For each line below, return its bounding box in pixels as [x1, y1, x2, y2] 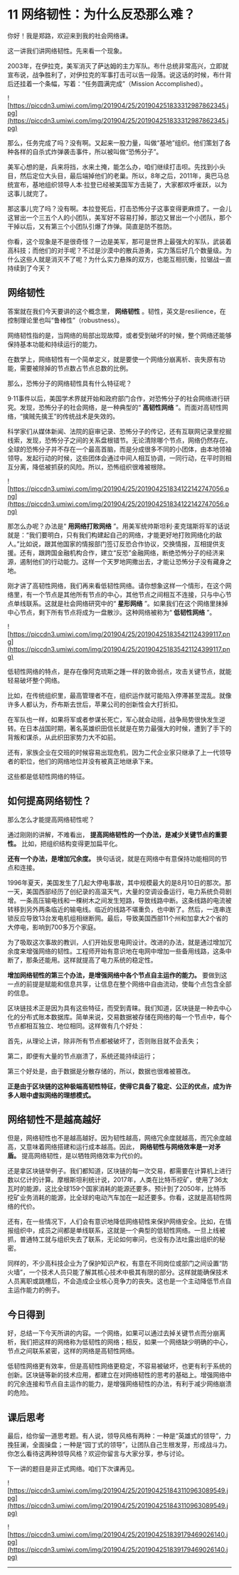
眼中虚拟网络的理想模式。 [19, 1091, 95, 1099]
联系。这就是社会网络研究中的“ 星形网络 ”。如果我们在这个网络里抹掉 [26, 599, 229, 608]
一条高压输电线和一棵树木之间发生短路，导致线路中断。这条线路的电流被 [19, 896, 232, 904]
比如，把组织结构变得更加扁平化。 [21, 839, 122, 847]
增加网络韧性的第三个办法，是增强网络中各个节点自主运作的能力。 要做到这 [7, 970, 228, 979]
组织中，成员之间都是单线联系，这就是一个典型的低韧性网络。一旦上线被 [13, 1226, 225, 1235]
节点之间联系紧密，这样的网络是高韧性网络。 [7, 1347, 139, 1355]
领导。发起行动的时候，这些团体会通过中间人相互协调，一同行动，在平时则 [7, 453, 225, 462]
